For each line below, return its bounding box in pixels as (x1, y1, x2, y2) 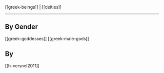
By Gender (5, 23, 38, 31)
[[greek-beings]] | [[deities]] (5, 4, 62, 10)
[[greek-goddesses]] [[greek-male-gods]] (5, 36, 89, 41)
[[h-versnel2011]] (5, 63, 40, 69)
